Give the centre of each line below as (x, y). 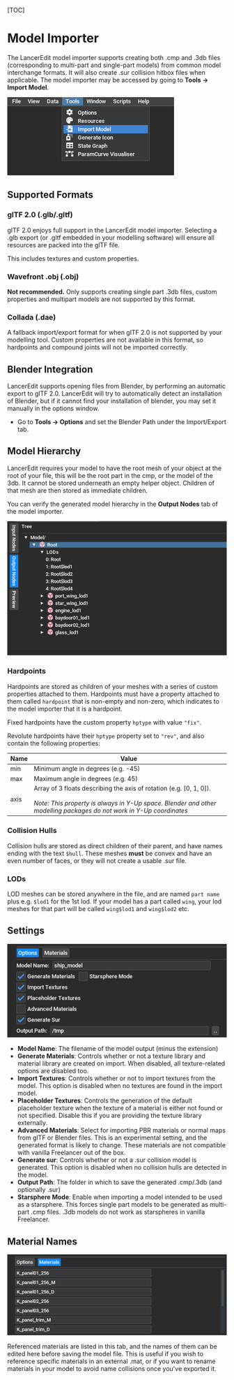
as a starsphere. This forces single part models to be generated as (113, 1205)
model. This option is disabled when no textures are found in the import (120, 1086)
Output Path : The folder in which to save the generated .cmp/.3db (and (119, 1182)
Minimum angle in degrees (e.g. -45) (87, 769)
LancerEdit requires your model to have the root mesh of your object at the (114, 468)
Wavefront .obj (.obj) (43, 277)
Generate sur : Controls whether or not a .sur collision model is (107, 1160)
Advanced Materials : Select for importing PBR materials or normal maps (122, 1131)
